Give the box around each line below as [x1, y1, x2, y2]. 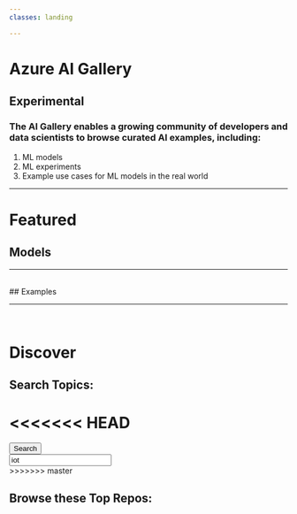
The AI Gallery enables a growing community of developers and [9, 120, 288, 133]
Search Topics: [9, 378, 95, 393]
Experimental [9, 94, 85, 109]
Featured [9, 210, 77, 230]
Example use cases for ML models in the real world [21, 170, 209, 181]
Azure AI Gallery [9, 58, 133, 79]
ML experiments [21, 161, 81, 172]
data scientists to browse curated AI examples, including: [9, 132, 262, 144]
